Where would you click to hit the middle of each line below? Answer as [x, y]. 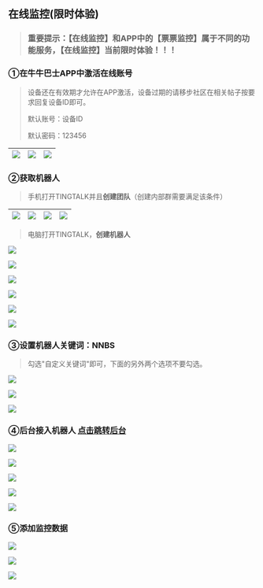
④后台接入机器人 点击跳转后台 [67, 431]
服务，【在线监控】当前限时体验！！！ [106, 50]
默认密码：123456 [57, 135]
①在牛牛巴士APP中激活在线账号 [70, 73]
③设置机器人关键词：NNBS [62, 345]
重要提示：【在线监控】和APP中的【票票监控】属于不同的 [135, 39]
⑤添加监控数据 [38, 528]
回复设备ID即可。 [62, 102]
